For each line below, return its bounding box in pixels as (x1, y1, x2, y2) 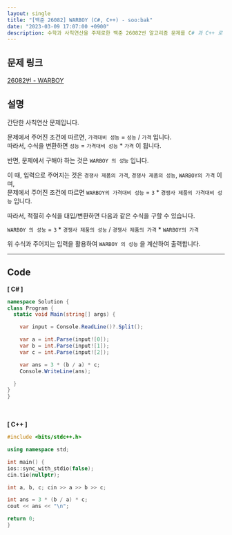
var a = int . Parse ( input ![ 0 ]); (19, 336, 110, 343)
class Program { (7, 305, 54, 312)
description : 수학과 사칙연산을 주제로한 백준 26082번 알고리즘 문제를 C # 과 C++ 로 (7, 29, 223, 37)
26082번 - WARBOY (7, 77, 64, 85)
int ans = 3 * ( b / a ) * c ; (7, 496, 88, 503)
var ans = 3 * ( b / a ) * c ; (19, 361, 100, 368)
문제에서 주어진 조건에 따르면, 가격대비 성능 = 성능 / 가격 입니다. (7, 133, 172, 141)
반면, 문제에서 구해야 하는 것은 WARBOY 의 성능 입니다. (7, 156, 149, 165)
